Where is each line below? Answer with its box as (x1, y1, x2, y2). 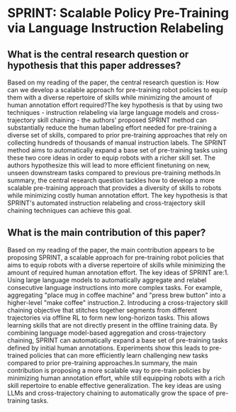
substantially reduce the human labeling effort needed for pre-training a (7, 123, 218, 132)
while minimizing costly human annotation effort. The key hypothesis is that (7, 191, 228, 199)
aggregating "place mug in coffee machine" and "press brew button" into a (7, 291, 226, 299)
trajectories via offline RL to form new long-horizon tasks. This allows (7, 313, 210, 322)
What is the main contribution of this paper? (7, 227, 206, 239)
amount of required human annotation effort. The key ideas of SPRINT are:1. (7, 268, 229, 277)
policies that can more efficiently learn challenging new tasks (29, 351, 208, 360)
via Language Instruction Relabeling (7, 20, 224, 36)
